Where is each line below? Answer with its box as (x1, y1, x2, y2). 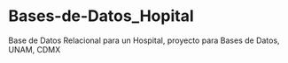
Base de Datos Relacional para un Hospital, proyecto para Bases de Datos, (8, 35, 280, 45)
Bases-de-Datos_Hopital (8, 6, 194, 26)
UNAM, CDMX (8, 44, 61, 54)
